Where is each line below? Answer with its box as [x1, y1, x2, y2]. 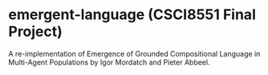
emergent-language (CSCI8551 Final [8, 6, 257, 24]
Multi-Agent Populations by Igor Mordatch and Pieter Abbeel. [8, 57, 210, 67]
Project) [8, 22, 63, 41]
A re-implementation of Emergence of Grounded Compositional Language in [8, 49, 261, 58]
